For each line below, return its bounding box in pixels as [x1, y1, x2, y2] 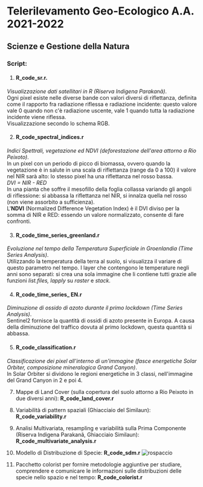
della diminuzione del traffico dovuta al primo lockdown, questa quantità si [7, 323, 192, 331]
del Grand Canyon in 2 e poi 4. [7, 376, 83, 384]
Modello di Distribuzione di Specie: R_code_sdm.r [15, 449, 141, 456]
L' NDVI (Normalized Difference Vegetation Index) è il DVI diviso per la [7, 204, 180, 212]
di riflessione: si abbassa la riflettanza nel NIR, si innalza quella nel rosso [7, 192, 187, 199]
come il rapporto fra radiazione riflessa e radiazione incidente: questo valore [7, 100, 198, 108]
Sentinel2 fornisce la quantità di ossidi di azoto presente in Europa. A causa [7, 317, 195, 324]
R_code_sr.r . [15, 74, 48, 82]
